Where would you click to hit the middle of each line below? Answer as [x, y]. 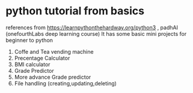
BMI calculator [32, 64]
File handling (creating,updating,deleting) [65, 83]
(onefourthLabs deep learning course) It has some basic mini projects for [96, 33]
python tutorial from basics [75, 11]
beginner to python [29, 40]
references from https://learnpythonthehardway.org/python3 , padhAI [92, 27]
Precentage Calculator [42, 58]
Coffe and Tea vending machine [54, 51]
